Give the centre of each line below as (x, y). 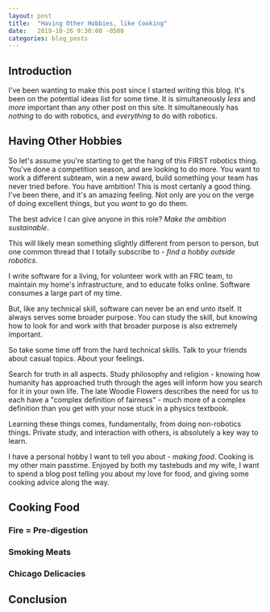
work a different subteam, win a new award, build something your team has (133, 177)
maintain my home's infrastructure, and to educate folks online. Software (129, 284)
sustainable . (29, 227)
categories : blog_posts (48, 38)
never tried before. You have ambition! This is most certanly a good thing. (130, 186)
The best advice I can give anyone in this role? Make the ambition (118, 219)
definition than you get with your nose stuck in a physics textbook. (118, 408)
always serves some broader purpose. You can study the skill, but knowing (133, 317)
